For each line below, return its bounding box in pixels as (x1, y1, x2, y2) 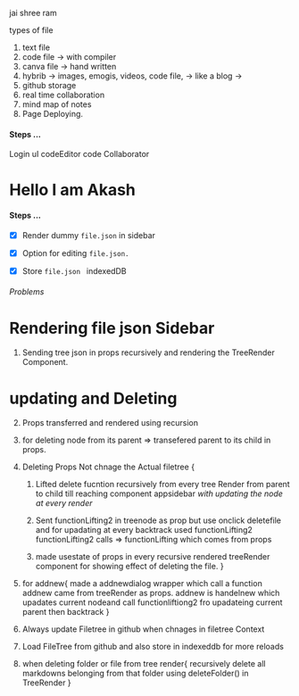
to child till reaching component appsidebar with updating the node (35, 488, 284, 499)
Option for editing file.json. (21, 247, 129, 258)
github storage (21, 80, 77, 90)
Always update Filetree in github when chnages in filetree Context (21, 624, 265, 634)
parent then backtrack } (21, 607, 110, 617)
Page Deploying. (21, 109, 83, 119)
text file (21, 42, 51, 53)
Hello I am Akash (9, 180, 137, 200)
